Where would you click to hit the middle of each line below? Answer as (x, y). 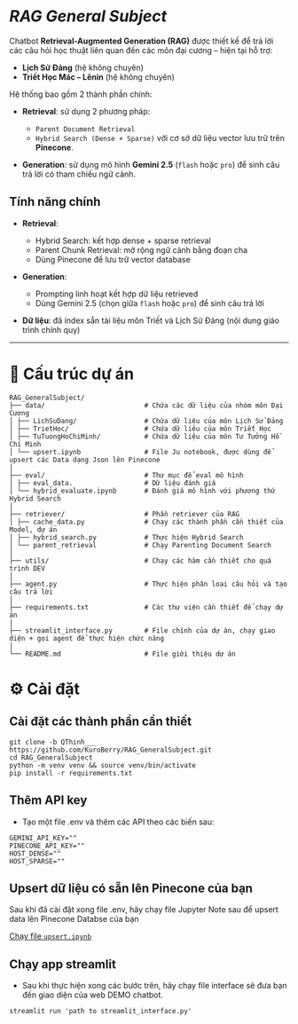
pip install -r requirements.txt (71, 773)
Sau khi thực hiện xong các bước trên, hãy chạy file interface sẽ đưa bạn (154, 986)
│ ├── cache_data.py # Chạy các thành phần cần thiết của (146, 522)
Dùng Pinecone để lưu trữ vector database (113, 259)
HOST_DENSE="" (35, 854)
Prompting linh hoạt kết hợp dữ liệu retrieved (117, 294)
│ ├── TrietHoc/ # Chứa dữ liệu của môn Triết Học (141, 429)
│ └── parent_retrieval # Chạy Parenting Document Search (141, 545)
